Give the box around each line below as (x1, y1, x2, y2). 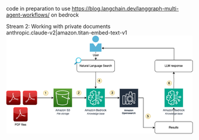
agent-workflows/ (6, 11, 50, 18)
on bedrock (50, 11, 79, 18)
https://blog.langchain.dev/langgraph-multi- (72, 5, 179, 12)
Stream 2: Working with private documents (6, 23, 111, 30)
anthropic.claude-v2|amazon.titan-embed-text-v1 (6, 29, 127, 36)
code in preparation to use (6, 5, 71, 12)
